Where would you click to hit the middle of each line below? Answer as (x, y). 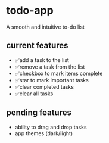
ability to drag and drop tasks (51, 127)
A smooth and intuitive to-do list (45, 27)
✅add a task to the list (42, 60)
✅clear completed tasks (44, 86)
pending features (39, 113)
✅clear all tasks (34, 94)
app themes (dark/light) (44, 133)
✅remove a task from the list (50, 67)
